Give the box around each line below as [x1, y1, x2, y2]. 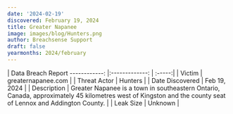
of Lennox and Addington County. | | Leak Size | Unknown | [7, 99, 180, 107]
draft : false [7, 43, 46, 50]
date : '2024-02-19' [7, 10, 65, 18]
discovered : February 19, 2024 [7, 17, 99, 24]
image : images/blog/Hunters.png [7, 30, 102, 37]
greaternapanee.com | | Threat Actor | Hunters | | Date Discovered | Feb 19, [7, 76, 226, 84]
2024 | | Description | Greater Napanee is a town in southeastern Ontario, [7, 84, 220, 92]
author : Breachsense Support [7, 37, 93, 44]
